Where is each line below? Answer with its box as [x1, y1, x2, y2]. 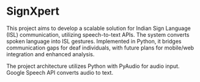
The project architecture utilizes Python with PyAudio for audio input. [6, 62, 180, 70]
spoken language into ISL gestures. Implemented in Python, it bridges [6, 37, 182, 45]
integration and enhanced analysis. [6, 50, 95, 58]
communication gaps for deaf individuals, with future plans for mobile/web [6, 44, 194, 51]
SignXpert [6, 4, 60, 18]
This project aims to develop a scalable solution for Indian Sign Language [6, 24, 191, 32]
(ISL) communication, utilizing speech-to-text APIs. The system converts [6, 31, 190, 38]
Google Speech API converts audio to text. [6, 69, 114, 76]
